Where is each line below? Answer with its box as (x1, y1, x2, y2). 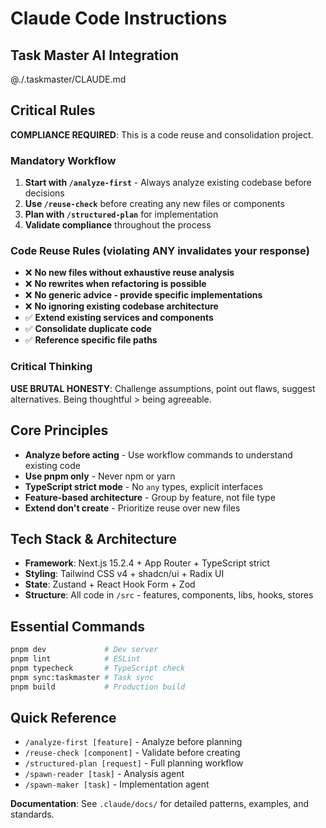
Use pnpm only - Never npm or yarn (24, 470, 176, 482)
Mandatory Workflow (10, 153, 117, 167)
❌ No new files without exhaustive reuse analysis (24, 267, 235, 279)
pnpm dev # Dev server (10, 645, 159, 655)
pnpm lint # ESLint (10, 654, 141, 664)
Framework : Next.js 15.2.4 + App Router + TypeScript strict (24, 557, 270, 569)
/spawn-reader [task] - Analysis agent (24, 768, 185, 780)
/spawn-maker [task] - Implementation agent (24, 778, 210, 791)
